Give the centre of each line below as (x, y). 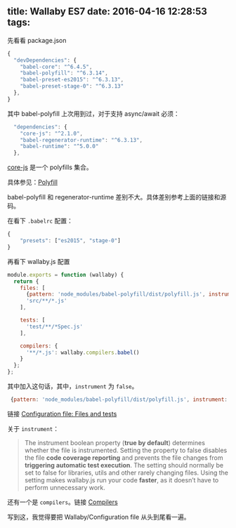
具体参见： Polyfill (33, 183)
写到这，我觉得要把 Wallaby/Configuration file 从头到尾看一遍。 (99, 517)
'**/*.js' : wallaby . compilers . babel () (83, 352)
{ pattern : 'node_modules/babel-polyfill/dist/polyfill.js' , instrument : (119, 400)
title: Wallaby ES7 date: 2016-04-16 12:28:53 (107, 12)
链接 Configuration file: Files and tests (62, 414)
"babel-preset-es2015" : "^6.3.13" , (72, 80)
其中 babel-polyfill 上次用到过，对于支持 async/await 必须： (94, 113)
